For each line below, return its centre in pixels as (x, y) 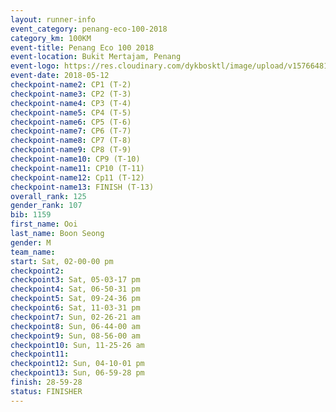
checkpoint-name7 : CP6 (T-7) (71, 131)
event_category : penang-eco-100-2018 (89, 29)
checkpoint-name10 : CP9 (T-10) (75, 159)
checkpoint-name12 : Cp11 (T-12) (77, 177)
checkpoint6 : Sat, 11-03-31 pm (75, 308)
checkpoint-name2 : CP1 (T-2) (71, 85)
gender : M (31, 242)
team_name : (33, 252)
